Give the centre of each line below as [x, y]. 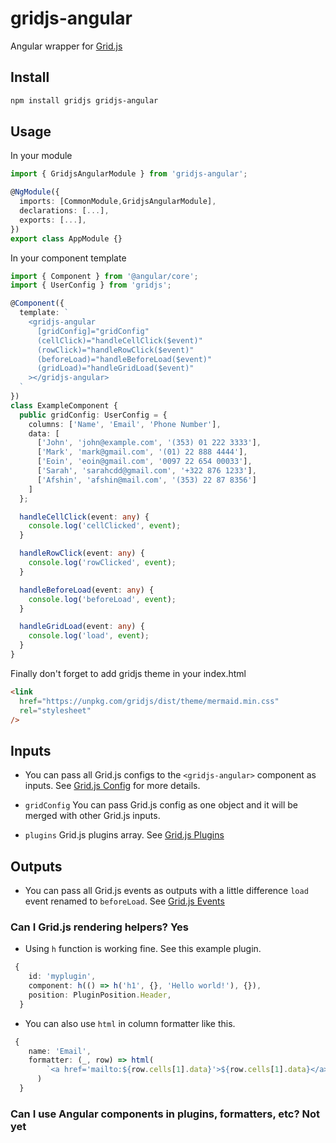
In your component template [68, 258]
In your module [41, 156]
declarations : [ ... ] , [64, 211]
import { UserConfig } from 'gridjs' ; [91, 285]
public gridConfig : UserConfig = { [93, 415]
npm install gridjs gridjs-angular [84, 100]
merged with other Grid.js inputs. [92, 816]
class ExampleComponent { [64, 405]
